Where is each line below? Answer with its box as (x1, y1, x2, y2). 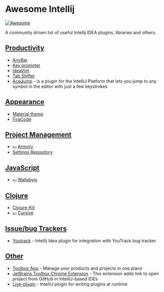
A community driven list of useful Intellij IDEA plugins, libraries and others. (5, 29, 157, 35)
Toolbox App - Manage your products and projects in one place (12, 265, 143, 271)
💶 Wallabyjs (12, 177, 37, 183)
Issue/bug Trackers (5, 225, 67, 233)
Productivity (5, 44, 45, 53)
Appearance (5, 98, 45, 106)
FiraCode (12, 116, 31, 122)
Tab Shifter (12, 73, 35, 79)
